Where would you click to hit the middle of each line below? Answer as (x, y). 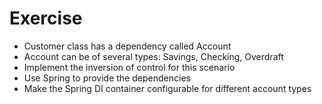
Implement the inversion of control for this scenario (129, 67)
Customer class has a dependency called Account (127, 46)
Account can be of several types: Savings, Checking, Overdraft (153, 56)
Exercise (46, 18)
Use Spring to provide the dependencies (107, 78)
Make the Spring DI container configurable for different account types (167, 88)
